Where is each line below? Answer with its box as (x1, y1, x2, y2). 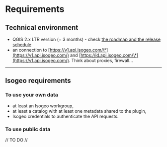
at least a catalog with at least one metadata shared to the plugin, (12, 108, 147, 114)
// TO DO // (5, 137, 28, 143)
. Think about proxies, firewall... (69, 58, 133, 63)
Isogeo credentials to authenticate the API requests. (12, 113, 119, 119)
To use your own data (5, 91, 58, 98)
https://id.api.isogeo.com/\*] (80, 52, 139, 58)
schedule (12, 42, 32, 48)
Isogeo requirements (5, 76, 71, 85)
